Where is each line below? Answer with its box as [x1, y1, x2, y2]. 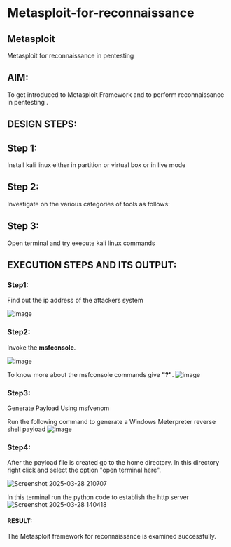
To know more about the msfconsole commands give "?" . [7, 370, 174, 378]
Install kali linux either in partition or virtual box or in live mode [7, 161, 186, 169]
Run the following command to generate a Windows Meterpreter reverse [7, 417, 216, 426]
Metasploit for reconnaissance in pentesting [7, 51, 134, 60]
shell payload [7, 425, 46, 433]
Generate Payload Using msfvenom [7, 404, 110, 412]
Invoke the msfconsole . [7, 343, 76, 352]
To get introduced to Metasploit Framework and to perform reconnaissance [7, 90, 225, 99]
